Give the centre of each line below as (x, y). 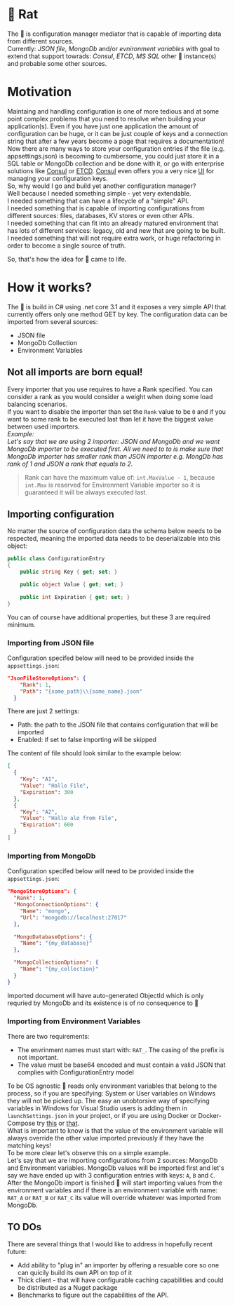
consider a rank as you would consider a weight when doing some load (110, 396)
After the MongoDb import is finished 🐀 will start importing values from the (115, 1183)
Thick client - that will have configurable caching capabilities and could (120, 1280)
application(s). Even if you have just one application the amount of (103, 126)
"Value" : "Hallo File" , (55, 786)
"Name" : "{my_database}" (56, 943)
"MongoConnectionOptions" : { (56, 905)
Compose (21, 1123)
